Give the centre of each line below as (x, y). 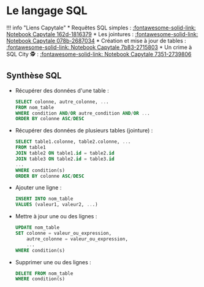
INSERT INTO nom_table (44, 199)
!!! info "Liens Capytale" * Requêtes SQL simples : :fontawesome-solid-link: (101, 28)
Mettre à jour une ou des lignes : (56, 216)
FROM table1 (30, 148)
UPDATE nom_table (37, 228)
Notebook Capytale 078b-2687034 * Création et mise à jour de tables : (96, 40)
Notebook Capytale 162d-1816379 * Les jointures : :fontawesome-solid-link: (102, 34)
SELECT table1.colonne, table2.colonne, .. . (73, 142)
